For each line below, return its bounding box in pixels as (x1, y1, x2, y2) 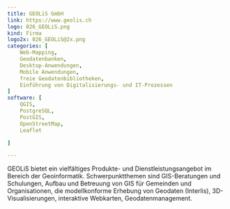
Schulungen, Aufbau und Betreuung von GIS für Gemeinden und (7, 179, 192, 188)
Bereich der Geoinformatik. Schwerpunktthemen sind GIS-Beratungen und (7, 172, 221, 180)
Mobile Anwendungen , (20, 68, 79, 75)
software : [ (7, 95, 42, 102)
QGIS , (20, 101, 36, 108)
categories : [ (7, 42, 49, 49)
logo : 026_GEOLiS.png (7, 23, 70, 30)
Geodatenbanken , (20, 56, 68, 63)
